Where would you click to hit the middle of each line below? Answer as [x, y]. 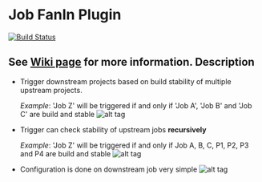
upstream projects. [51, 90]
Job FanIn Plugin [65, 15]
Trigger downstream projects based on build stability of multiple [125, 81]
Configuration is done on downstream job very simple [109, 169]
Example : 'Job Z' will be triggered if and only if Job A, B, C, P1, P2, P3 [134, 145]
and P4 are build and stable [65, 153]
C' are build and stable [57, 114]
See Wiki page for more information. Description [131, 62]
